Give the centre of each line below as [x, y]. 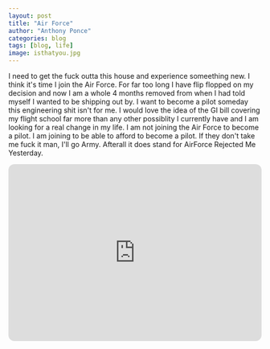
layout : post [30, 16]
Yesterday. [26, 153]
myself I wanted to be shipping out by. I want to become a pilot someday [129, 102]
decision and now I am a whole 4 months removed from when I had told [127, 93]
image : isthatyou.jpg [45, 53]
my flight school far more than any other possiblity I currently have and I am [134, 119]
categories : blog [37, 38]
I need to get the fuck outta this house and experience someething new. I [129, 76]
